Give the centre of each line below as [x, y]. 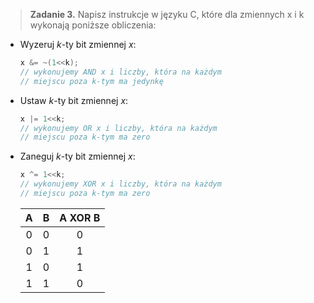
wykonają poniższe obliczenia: [93, 25]
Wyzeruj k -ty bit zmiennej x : [78, 44]
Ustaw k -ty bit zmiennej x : [74, 100]
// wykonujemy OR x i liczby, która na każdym [118, 128]
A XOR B [80, 217]
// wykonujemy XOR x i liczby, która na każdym [120, 184]
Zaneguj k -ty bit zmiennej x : [77, 156]
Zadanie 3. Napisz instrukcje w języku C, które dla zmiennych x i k [167, 14]
